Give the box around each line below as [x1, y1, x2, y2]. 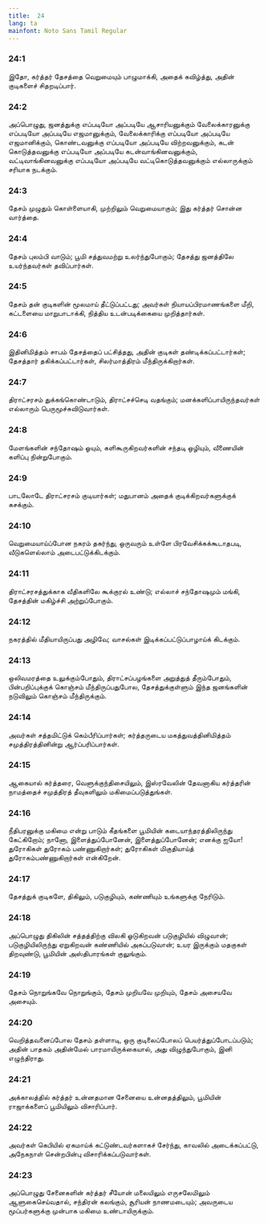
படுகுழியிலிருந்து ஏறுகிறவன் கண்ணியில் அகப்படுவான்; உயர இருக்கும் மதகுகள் [8, 939, 247, 949]
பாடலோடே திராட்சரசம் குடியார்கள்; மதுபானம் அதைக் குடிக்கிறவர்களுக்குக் [8, 491, 237, 501]
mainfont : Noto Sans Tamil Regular [8, 27, 128, 35]
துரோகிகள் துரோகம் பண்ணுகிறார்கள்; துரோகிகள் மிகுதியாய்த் [8, 844, 194, 854]
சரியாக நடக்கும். [8, 164, 58, 174]
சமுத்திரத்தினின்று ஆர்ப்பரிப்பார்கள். [8, 739, 120, 748]
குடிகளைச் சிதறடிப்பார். [8, 80, 76, 90]
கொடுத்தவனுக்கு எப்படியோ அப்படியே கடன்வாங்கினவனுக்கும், [8, 146, 198, 156]
